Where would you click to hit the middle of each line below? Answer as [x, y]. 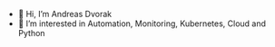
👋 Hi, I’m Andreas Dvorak [64, 14]
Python [31, 33]
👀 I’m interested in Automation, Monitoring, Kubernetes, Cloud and [142, 23]
